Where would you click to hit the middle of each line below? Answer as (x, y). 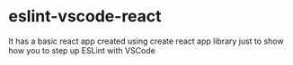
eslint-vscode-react (85, 16)
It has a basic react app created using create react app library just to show (146, 41)
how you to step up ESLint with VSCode (82, 50)
